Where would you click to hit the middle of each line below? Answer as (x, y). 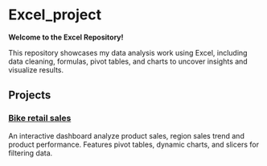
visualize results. (36, 69)
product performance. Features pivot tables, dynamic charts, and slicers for (134, 144)
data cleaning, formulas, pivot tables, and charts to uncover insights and (128, 61)
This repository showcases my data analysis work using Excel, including (128, 52)
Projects (30, 95)
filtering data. (31, 153)
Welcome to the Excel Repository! (66, 37)
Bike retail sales (40, 118)
